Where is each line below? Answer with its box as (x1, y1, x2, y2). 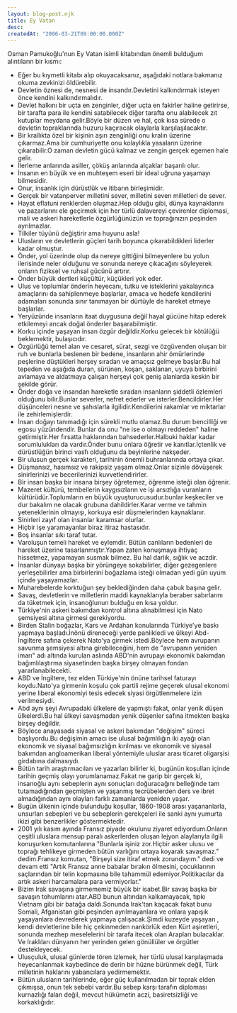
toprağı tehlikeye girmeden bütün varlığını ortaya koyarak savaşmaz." (17, 847, 219, 856)
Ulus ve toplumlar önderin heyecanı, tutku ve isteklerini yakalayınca (17, 282, 214, 291)
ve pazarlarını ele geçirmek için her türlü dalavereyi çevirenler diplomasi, (17, 206, 229, 215)
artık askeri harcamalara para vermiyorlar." (17, 878, 141, 886)
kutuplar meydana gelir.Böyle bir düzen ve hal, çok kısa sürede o (17, 116, 206, 125)
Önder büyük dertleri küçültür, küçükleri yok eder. (17, 275, 163, 283)
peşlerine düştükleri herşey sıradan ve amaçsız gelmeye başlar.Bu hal (17, 358, 221, 366)
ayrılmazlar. (17, 221, 52, 231)
